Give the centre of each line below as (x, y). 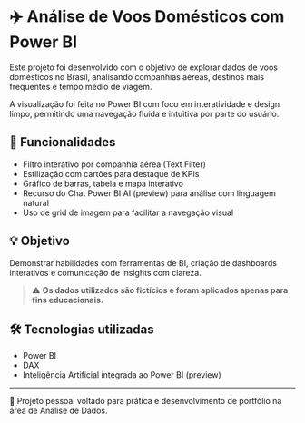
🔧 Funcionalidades (63, 142)
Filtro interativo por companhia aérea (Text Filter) (114, 164)
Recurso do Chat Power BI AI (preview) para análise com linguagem (149, 193)
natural (36, 202)
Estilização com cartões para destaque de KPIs (111, 173)
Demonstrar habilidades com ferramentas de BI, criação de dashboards (143, 262)
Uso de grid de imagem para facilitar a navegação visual (128, 212)
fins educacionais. (68, 300)
